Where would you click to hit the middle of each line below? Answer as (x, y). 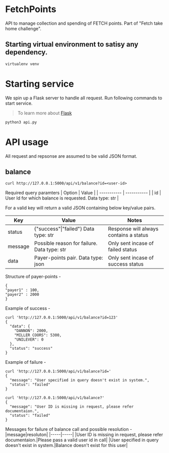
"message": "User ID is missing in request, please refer (72, 407)
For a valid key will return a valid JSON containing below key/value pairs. (80, 208)
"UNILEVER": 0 (29, 340)
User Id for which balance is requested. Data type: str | (62, 198)
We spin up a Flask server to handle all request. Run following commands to (84, 98)
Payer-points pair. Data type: (69, 258)
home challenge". (23, 28)
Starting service (40, 84)
